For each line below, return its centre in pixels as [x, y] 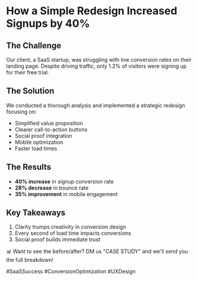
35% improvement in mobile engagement [66, 194]
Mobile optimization [39, 142]
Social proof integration [43, 135]
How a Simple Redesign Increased [92, 11]
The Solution [30, 91]
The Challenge [34, 45]
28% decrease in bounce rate [52, 188]
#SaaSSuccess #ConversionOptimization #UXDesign [71, 271]
